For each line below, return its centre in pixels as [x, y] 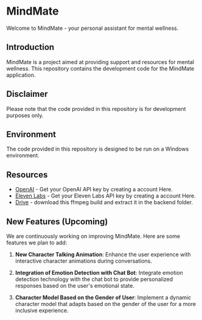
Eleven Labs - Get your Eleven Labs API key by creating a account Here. [105, 196]
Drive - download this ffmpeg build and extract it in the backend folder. [104, 202]
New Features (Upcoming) [57, 222]
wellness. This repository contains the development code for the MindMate [100, 68]
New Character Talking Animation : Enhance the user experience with [103, 254]
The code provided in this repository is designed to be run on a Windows [98, 149]
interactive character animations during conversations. [83, 261]
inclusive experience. [42, 310]
